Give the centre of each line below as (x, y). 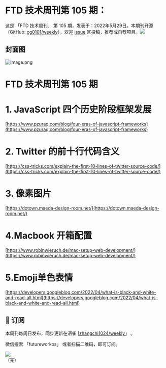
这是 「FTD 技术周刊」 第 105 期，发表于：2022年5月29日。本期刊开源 (79, 25)
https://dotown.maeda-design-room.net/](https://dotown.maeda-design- (83, 208)
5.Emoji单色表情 (39, 278)
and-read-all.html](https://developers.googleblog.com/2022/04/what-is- (81, 297)
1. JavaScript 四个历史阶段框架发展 (78, 110)
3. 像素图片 (28, 194)
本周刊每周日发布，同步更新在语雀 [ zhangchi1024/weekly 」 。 (70, 333)
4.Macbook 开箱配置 (49, 235)
